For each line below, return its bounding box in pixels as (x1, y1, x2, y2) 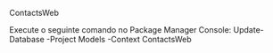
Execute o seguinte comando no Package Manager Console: (9, 25, 232, 34)
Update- (233, 25, 265, 34)
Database (9, 34, 45, 44)
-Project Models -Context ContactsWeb (45, 34, 192, 44)
